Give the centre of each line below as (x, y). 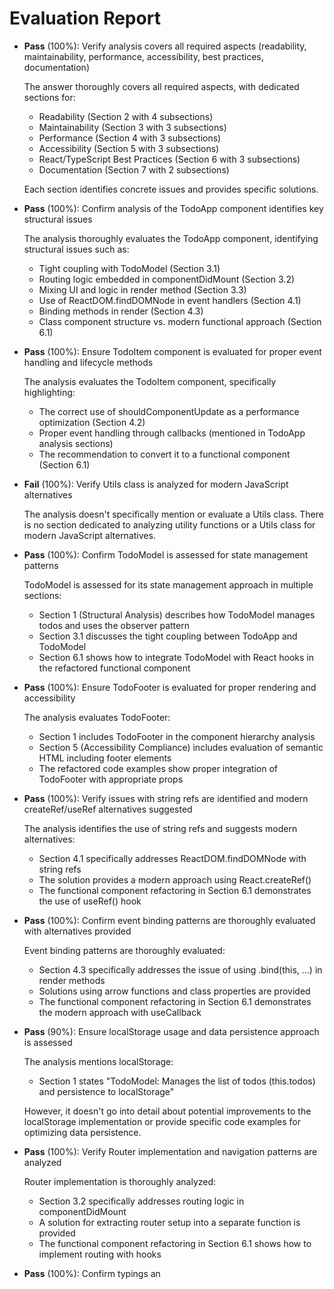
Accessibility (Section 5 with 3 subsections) (129, 148)
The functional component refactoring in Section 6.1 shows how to (175, 1243)
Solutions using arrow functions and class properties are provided (174, 991)
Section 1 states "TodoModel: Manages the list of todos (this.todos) (177, 1081)
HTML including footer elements (105, 758)
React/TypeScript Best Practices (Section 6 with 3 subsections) (169, 159)
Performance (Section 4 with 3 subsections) (130, 138)
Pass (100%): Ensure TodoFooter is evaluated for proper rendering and (170, 687)
